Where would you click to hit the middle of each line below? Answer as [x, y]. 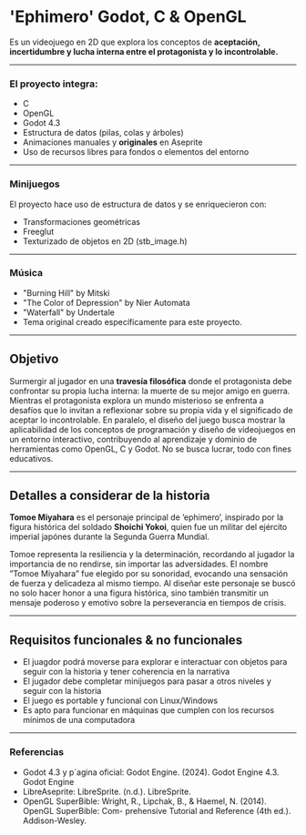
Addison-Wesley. [54, 820]
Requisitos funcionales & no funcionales [126, 640]
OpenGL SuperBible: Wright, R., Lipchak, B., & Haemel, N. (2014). [144, 801]
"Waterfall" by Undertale [69, 312]
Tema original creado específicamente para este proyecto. [133, 321]
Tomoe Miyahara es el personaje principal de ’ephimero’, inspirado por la [147, 517]
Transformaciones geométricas [82, 221]
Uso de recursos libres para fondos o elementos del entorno [136, 152]
